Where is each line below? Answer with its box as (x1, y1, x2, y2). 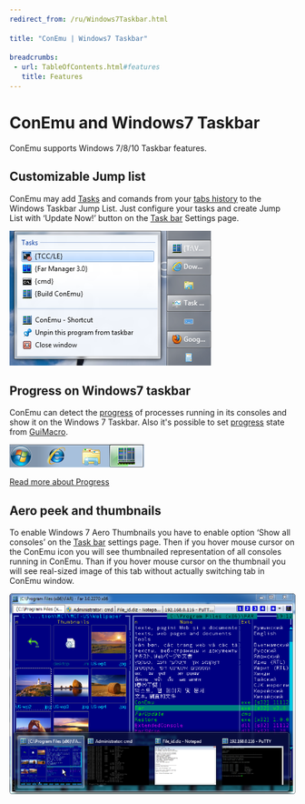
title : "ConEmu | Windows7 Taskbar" (9, 34, 148, 43)
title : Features (21, 73, 84, 82)
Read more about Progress (9, 477, 110, 487)
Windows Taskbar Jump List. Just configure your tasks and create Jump (9, 203, 281, 214)
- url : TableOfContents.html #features (13, 63, 161, 72)
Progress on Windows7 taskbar (9, 383, 192, 399)
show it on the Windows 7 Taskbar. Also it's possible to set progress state (9, 417, 285, 427)
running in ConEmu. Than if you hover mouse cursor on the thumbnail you (9, 556, 286, 568)
